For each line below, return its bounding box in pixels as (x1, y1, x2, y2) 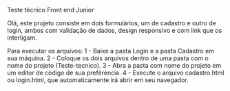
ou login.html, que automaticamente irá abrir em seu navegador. (7, 76, 189, 84)
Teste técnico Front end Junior (7, 6, 94, 14)
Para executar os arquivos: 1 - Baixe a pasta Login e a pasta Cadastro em (7, 47, 215, 55)
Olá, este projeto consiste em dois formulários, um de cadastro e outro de (7, 19, 217, 27)
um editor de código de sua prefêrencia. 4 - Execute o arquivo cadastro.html (7, 68, 224, 77)
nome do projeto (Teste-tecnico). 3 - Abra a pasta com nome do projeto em (7, 62, 222, 69)
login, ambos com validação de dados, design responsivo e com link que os (7, 27, 222, 34)
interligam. (7, 34, 38, 42)
